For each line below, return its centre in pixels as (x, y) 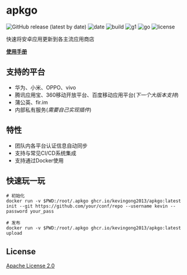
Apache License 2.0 (30, 266)
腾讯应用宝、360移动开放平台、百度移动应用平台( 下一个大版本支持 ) (97, 95)
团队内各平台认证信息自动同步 (51, 145)
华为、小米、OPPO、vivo (45, 87)
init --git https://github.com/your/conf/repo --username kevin (87, 206)
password (17, 212)
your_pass (42, 212)
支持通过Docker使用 (39, 160)
